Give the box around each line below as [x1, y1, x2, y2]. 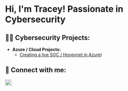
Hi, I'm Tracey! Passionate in [5, 3, 124, 15]
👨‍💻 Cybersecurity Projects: [5, 33, 90, 42]
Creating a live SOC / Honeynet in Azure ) [19, 52, 102, 58]
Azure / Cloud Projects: [12, 47, 61, 52]
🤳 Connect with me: [5, 66, 66, 74]
